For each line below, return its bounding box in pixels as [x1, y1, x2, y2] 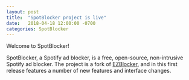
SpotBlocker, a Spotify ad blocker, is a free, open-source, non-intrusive [6, 54, 184, 61]
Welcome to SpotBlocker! [6, 42, 69, 50]
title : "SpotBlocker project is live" [6, 15, 107, 21]
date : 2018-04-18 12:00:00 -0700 [6, 20, 96, 26]
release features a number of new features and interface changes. [6, 67, 171, 75]
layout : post [6, 8, 39, 15]
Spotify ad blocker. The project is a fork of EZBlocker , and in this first [6, 61, 178, 68]
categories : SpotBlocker [6, 25, 69, 32]
